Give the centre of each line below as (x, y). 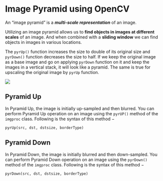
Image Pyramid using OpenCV (67, 9)
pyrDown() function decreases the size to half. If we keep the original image (81, 56)
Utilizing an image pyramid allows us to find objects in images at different (80, 32)
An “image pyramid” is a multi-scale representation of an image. (71, 22)
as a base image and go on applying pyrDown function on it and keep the (77, 62)
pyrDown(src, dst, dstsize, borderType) (47, 174)
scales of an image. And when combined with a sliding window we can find (81, 37)
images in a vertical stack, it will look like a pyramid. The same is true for (78, 67)
